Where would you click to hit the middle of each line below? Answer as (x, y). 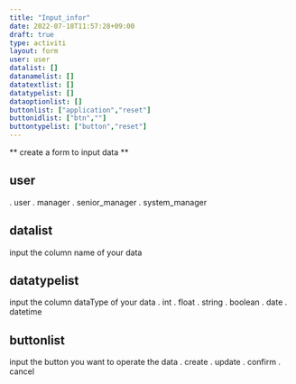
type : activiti (38, 43)
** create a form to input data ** (69, 152)
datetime (26, 312)
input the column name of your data (76, 252)
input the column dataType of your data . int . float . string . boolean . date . (148, 302)
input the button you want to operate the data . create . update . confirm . (145, 362)
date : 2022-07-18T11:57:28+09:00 (72, 26)
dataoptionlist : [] (46, 101)
